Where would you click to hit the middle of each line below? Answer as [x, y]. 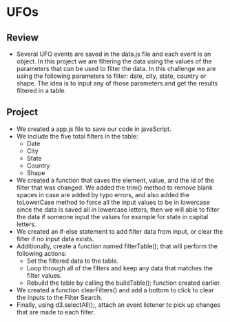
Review [23, 38]
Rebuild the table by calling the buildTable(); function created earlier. [124, 283]
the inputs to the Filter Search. [59, 297]
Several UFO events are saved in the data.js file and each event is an [114, 54]
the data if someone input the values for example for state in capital [112, 217]
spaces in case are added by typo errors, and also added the [103, 194]
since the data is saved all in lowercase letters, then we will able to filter [118, 209]
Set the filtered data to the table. [72, 261]
